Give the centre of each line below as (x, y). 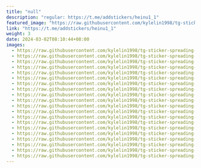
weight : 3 (19, 34)
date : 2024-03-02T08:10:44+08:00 (48, 39)
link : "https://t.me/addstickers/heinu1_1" (61, 28)
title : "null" (24, 12)
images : (16, 45)
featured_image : (26, 23)
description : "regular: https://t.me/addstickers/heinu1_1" (83, 17)
